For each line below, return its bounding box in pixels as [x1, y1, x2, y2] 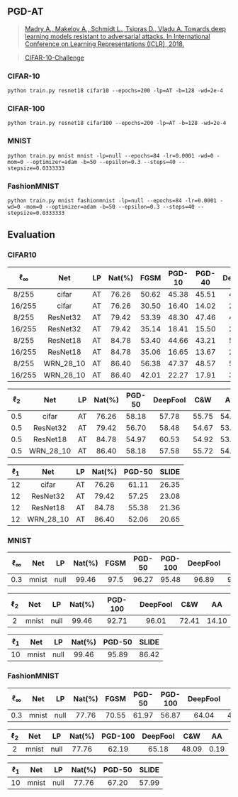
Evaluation [7, 229, 55, 241]
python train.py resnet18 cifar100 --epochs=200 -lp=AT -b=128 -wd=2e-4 [7, 120, 227, 127]
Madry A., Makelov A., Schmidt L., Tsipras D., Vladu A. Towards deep [24, 24, 227, 33]
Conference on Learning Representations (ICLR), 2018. [24, 39, 185, 48]
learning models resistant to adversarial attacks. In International [24, 32, 210, 40]
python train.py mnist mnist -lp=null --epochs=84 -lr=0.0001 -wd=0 [7, 152, 214, 159]
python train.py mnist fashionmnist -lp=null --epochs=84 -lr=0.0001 [7, 197, 217, 204]
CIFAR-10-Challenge [24, 53, 85, 62]
